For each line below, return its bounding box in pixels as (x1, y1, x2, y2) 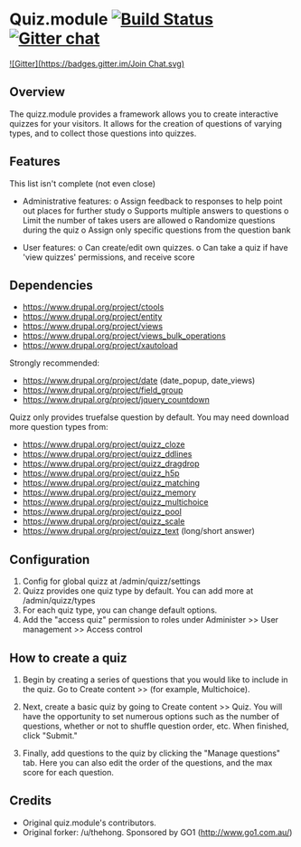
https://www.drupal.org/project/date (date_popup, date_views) (22, 376, 256, 386)
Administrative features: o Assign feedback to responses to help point (22, 195, 283, 206)
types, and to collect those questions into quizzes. (9, 128, 197, 138)
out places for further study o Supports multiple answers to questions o (22, 205, 289, 216)
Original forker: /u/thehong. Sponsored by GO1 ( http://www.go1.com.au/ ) (22, 826, 293, 837)
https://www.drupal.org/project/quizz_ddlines (22, 449, 193, 460)
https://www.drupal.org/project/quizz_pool (22, 507, 183, 518)
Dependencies (9, 277, 93, 293)
